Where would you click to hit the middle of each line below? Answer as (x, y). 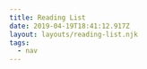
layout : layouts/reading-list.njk (74, 34)
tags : (19, 43)
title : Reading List (48, 17)
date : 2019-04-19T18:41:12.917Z (69, 26)
